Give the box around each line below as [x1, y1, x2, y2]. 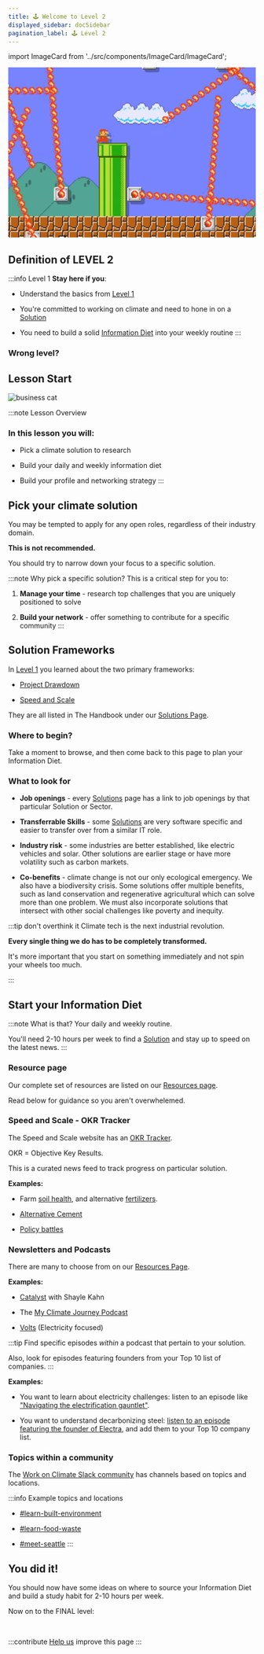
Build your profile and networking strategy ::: [19, 476, 165, 485]
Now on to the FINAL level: [8, 1607, 94, 1616]
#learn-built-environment [19, 1508, 102, 1518]
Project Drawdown [19, 680, 80, 689]
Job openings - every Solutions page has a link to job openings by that [19, 794, 250, 803]
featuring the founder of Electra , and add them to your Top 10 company [19, 1424, 251, 1434]
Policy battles [19, 1224, 64, 1234]
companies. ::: [8, 1361, 54, 1372]
